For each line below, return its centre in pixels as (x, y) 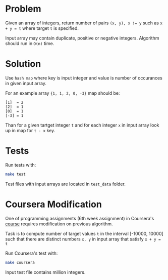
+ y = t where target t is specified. (42, 28)
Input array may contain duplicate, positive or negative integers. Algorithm (82, 38)
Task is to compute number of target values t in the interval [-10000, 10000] (85, 233)
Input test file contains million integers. (45, 272)
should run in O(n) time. (30, 43)
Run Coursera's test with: (32, 253)
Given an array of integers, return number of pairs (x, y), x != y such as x (84, 23)
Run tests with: (21, 165)
